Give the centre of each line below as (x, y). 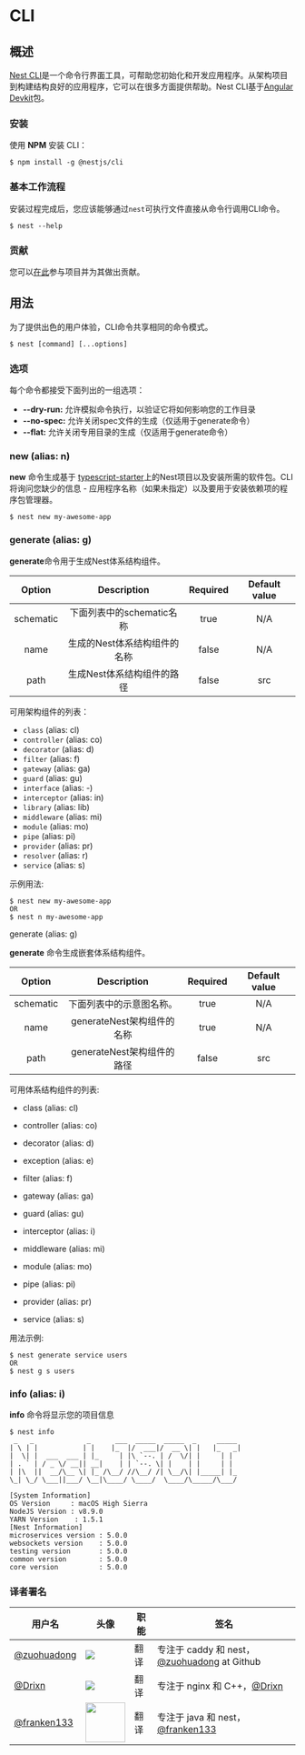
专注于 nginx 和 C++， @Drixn (221, 1686)
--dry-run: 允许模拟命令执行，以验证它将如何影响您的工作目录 (139, 409)
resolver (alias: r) (55, 855)
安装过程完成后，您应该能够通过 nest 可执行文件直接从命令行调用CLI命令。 (147, 208)
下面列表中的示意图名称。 (123, 1004)
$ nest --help (36, 226)
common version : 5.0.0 (69, 1559)
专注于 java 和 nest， (202, 1718)
